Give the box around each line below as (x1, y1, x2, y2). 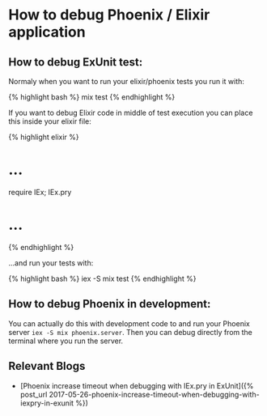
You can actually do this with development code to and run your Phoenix (8, 318, 251, 329)
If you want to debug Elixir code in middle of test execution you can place (8, 108, 253, 117)
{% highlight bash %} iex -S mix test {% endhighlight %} (8, 274, 197, 283)
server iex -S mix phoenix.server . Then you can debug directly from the (8, 327, 253, 337)
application (8, 23, 87, 41)
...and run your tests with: (8, 257, 94, 268)
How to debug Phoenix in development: (8, 297, 211, 311)
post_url (19, 389, 48, 399)
